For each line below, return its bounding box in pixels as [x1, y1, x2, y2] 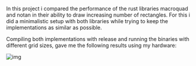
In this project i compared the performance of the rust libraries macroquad [6, 5, 188, 12]
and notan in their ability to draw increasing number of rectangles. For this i [6, 11, 190, 18]
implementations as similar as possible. [6, 24, 102, 31]
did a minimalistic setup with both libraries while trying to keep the [6, 18, 168, 24]
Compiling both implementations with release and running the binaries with [6, 36, 189, 42]
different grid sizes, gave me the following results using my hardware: [6, 42, 177, 49]
